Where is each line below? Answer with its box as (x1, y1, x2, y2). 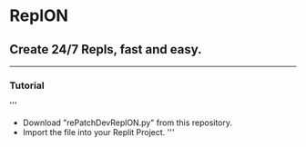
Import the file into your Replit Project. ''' (22, 127, 175, 138)
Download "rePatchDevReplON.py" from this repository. (22, 117, 233, 128)
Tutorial (9, 79, 45, 92)
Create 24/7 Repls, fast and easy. (9, 42, 202, 57)
